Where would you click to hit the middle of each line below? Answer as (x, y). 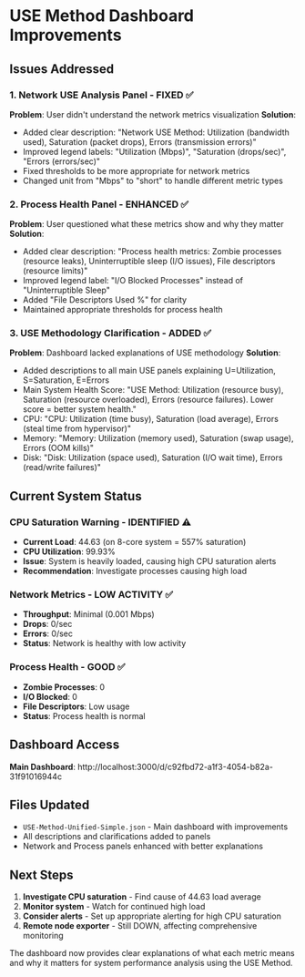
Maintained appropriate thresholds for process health (122, 310)
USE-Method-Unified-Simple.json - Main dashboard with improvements (155, 827)
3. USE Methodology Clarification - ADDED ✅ (111, 334)
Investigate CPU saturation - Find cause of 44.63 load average (142, 897)
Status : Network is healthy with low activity (104, 643)
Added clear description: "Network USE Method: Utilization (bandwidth (156, 132)
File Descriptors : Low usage (76, 706)
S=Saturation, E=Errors (66, 380)
